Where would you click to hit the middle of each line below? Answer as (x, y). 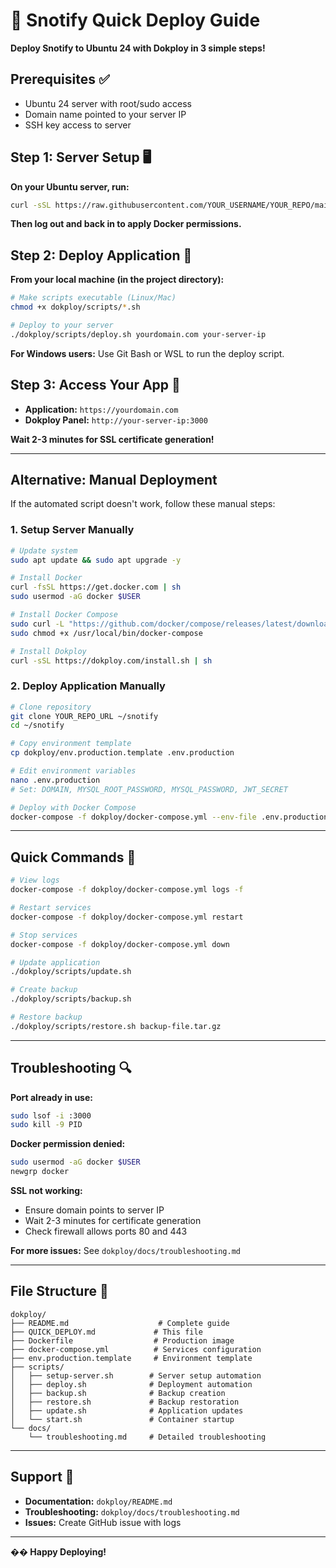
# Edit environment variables (73, 771)
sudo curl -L (37, 624)
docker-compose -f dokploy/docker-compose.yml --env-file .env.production (169, 817)
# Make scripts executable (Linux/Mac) (93, 298)
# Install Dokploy (48, 651)
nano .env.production (55, 780)
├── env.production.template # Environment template (131, 1358)
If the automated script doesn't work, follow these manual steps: (143, 504)
